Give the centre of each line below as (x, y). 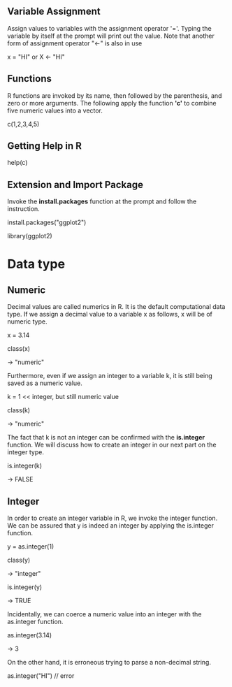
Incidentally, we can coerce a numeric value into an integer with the (104, 614)
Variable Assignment (54, 12)
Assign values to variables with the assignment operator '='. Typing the (109, 28)
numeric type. (27, 321)
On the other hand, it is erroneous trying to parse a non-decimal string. (109, 663)
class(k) (19, 410)
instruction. (23, 209)
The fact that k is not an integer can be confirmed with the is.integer (106, 437)
